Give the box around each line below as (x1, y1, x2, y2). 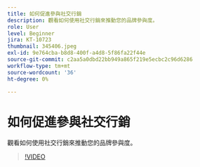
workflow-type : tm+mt (7, 62, 71, 69)
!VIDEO (24, 152, 46, 161)
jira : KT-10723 (7, 36, 52, 44)
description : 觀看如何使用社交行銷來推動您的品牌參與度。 (7, 17, 158, 24)
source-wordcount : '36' (7, 69, 77, 76)
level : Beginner (7, 29, 55, 37)
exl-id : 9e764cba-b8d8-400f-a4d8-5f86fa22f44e (7, 50, 146, 57)
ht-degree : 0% (7, 75, 49, 83)
